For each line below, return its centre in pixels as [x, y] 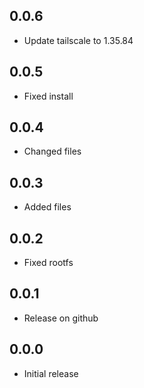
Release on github [61, 318]
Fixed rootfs [48, 263]
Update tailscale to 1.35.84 [78, 40]
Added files [47, 207]
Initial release [51, 373]
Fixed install [48, 96]
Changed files [52, 151]
